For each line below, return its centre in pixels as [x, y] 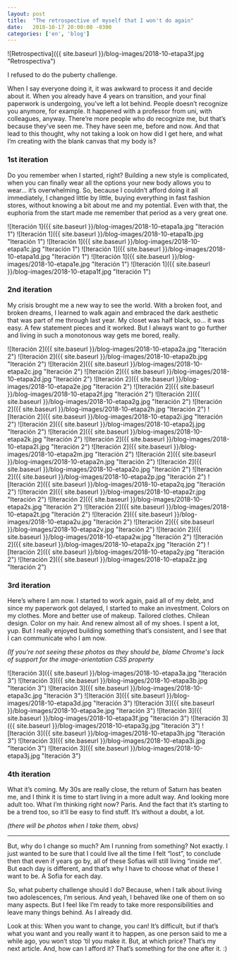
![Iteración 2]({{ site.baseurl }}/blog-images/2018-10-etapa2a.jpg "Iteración [117, 349]
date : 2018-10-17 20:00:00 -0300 [60, 27]
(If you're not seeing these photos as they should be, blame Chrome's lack [116, 652]
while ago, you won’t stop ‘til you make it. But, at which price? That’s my [112, 941]
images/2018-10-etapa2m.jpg [50, 454]
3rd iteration [29, 585]
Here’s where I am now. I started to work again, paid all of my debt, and [110, 601]
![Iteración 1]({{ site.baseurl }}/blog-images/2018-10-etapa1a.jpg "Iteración [116, 226]
